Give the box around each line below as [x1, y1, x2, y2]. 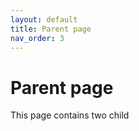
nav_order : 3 [10, 33, 65, 43]
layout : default [10, 14, 78, 25]
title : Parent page [10, 24, 92, 34]
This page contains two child [10, 109, 130, 121]
